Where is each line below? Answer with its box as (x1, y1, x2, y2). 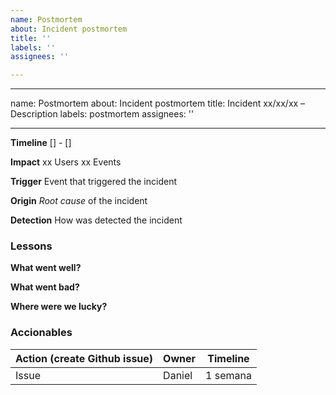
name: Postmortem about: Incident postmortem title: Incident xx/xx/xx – (10, 97, 306, 110)
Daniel (163, 368, 193, 382)
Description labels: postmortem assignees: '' (10, 108, 195, 120)
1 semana (205, 368, 252, 382)
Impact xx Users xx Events (10, 156, 122, 168)
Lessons (10, 239, 53, 253)
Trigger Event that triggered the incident (10, 176, 177, 188)
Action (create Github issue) (15, 351, 154, 365)
